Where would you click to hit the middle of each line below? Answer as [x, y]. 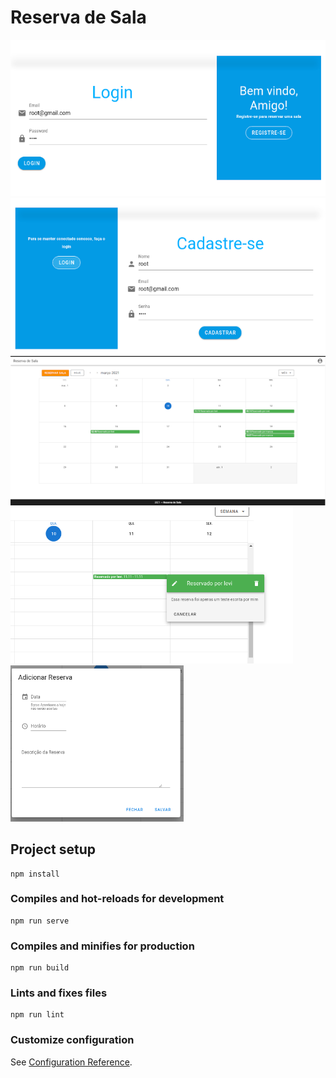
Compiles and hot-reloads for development [117, 899]
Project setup [53, 849]
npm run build [40, 968]
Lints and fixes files [59, 993]
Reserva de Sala [78, 17]
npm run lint [37, 1015]
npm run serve [40, 921]
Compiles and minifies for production [102, 946]
